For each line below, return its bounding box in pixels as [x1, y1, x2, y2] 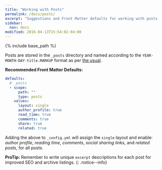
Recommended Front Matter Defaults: [5, 67, 83, 73]
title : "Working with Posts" [5, 7, 64, 12]
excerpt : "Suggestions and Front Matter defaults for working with [5, 16, 145, 21]
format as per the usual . [54, 58, 102, 63]
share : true [18, 121, 42, 126]
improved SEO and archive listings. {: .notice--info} [5, 159, 108, 165]
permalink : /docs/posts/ [5, 12, 55, 16]
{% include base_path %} [5, 43, 56, 48]
